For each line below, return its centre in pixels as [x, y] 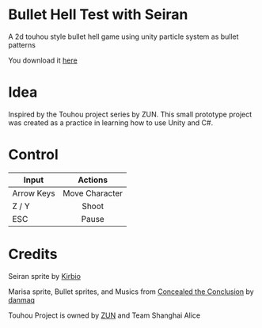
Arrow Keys [34, 193]
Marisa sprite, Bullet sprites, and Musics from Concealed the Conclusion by [131, 292]
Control [34, 155]
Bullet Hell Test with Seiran [98, 15]
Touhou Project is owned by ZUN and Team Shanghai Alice [104, 315]
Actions [93, 180]
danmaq [22, 299]
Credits [33, 254]
